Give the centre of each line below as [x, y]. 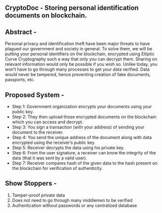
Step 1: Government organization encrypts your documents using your [82, 106]
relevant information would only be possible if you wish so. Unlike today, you [81, 64]
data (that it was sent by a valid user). [50, 158]
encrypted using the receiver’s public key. [54, 143]
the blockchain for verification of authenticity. [57, 168]
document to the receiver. [38, 132]
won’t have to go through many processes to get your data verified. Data [77, 69]
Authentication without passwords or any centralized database [74, 205]
